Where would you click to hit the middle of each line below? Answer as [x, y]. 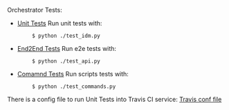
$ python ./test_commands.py [74, 87]
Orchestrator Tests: [35, 10]
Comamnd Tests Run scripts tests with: [73, 74]
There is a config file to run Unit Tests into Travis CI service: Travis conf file [114, 99]
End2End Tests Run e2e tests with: [66, 48]
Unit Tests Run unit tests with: [59, 23]
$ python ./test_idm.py [66, 36]
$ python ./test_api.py [66, 61]
